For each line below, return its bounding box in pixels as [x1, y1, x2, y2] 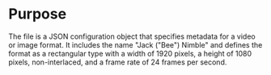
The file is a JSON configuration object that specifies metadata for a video [8, 31, 256, 41]
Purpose [8, 5, 67, 23]
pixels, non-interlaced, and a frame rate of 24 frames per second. [8, 57, 227, 67]
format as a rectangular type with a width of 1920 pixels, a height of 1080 [8, 48, 252, 58]
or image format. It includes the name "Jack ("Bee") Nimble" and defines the [8, 40, 263, 49]
